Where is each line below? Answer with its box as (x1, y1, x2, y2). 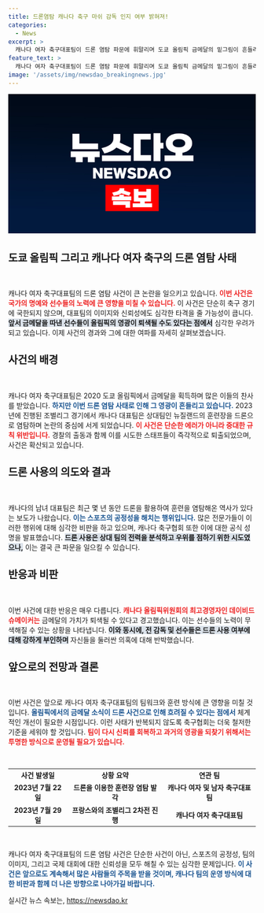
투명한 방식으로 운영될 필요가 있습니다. (8, 737, 125, 747)
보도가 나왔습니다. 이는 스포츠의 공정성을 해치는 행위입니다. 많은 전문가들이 (16, 513, 244, 522)
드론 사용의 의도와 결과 (8, 466, 112, 479)
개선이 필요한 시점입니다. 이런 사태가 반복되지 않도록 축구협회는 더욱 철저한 (22, 718, 251, 727)
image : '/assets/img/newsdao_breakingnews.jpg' (8, 71, 167, 79)
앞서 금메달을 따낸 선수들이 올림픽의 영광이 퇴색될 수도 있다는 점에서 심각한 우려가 (8, 318, 255, 328)
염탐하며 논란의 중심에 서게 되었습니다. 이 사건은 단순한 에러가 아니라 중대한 (16, 420, 246, 429)
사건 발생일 (20, 770, 55, 780)
